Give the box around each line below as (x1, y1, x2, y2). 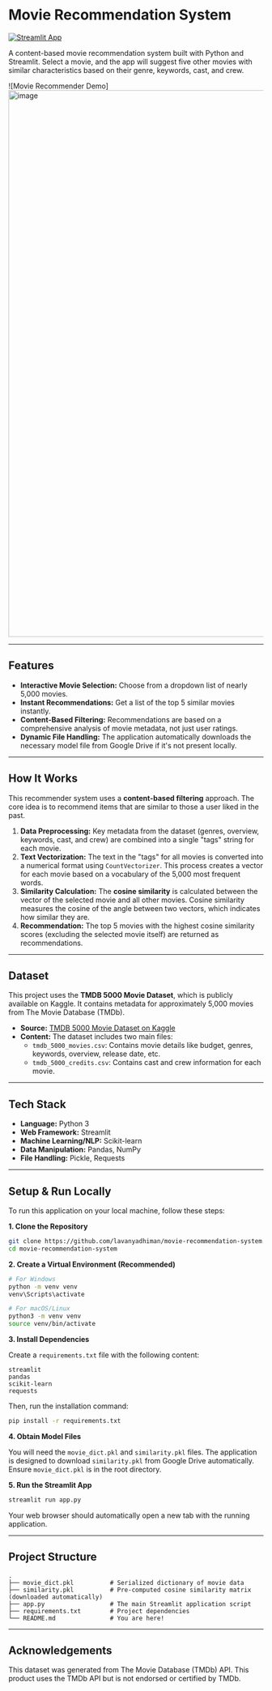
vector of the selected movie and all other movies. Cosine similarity (19, 895, 245, 905)
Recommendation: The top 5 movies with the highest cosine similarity (19, 921, 255, 931)
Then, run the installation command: (8, 1401, 129, 1411)
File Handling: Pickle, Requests (19, 1153, 125, 1163)
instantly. (19, 706, 51, 716)
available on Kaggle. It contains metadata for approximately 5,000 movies (8, 999, 253, 1009)
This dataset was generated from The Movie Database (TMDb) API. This (8, 1665, 249, 1675)
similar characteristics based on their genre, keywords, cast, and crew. (8, 65, 244, 75)
